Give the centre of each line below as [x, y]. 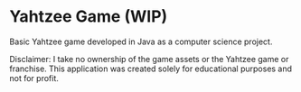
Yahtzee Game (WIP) [89, 17]
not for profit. [34, 78]
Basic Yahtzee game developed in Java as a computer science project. [141, 41]
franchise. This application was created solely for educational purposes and [150, 69]
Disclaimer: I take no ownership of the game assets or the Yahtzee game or [149, 59]
